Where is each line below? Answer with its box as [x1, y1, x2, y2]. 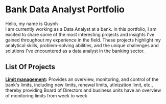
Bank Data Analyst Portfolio [5, 4, 125, 15]
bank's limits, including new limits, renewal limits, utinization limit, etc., [5, 81, 153, 88]
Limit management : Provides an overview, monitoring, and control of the [5, 76, 159, 82]
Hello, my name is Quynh [5, 20, 58, 27]
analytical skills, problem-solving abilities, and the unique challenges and [5, 42, 159, 48]
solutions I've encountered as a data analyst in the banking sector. [5, 48, 145, 54]
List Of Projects [5, 63, 55, 71]
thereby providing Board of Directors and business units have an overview [5, 87, 161, 93]
